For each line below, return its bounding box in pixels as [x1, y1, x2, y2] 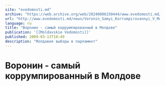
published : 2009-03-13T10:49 [5, 35, 65, 40]
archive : [5, 12, 23, 17]
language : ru [5, 21, 32, 26]
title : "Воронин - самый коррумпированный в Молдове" [5, 25, 118, 30]
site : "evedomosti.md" [5, 7, 52, 12]
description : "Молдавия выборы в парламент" [5, 39, 98, 44]
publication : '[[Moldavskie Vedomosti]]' [5, 30, 91, 35]
